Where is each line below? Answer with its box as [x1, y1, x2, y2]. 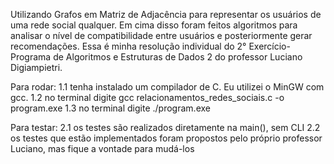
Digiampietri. [10, 62, 63, 73]
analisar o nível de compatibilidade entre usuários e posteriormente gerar [10, 30, 313, 41]
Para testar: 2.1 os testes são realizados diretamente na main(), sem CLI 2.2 [10, 122, 321, 133]
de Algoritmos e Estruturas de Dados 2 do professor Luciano [53, 51, 303, 63]
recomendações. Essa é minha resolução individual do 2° [10, 40, 247, 52]
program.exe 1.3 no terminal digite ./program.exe [10, 102, 211, 114]
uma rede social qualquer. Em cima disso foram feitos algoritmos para [10, 19, 298, 31]
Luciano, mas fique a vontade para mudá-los [10, 143, 195, 154]
